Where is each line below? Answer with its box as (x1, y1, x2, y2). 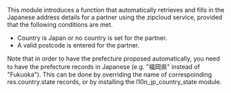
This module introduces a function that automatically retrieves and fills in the (7, 6, 225, 14)
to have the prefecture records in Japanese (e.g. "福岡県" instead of (7, 63, 200, 71)
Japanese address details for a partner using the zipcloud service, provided (7, 13, 223, 21)
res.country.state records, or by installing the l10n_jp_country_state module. (7, 78, 222, 85)
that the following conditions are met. (7, 21, 113, 28)
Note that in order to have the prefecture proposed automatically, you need (7, 54, 221, 63)
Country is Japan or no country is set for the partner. (17, 34, 168, 42)
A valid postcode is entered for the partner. (17, 41, 140, 49)
